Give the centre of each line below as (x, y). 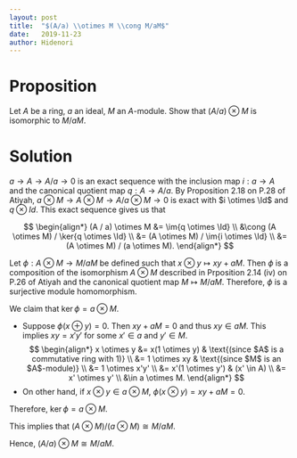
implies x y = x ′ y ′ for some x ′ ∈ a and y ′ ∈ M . (105, 336)
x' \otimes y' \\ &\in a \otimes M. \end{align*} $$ (157, 378)
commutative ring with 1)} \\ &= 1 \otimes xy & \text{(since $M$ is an (157, 359)
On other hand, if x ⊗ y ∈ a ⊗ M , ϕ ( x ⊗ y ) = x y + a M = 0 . (133, 392)
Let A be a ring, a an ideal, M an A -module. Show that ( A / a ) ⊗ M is (133, 111)
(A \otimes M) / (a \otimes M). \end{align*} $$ (150, 246)
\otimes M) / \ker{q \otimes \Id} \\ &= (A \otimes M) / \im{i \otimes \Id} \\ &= (150, 236)
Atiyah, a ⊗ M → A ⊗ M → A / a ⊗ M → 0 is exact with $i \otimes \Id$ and (148, 200)
